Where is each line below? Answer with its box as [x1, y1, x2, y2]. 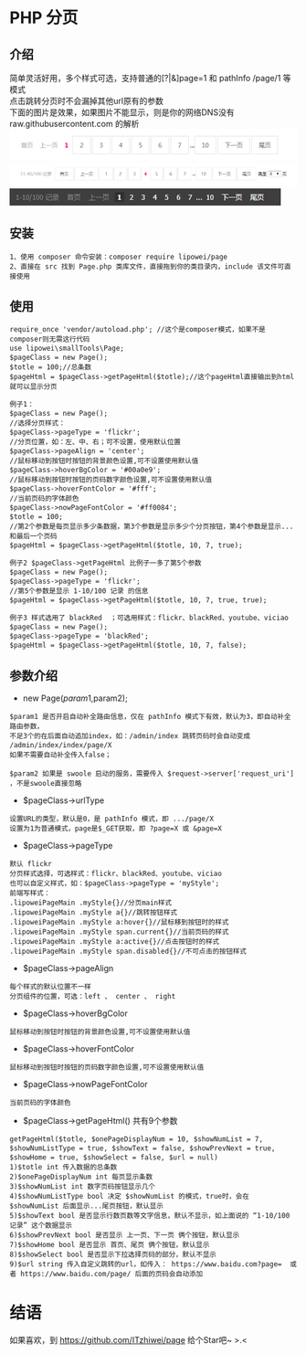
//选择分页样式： [9, 418, 66, 428]
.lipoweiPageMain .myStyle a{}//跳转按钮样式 [9, 908, 178, 917]
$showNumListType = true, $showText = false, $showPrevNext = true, [9, 1144, 276, 1153]
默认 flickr [9, 860, 52, 869]
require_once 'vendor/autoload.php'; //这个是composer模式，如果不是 [9, 325, 267, 334]
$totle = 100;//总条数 [9, 363, 92, 372]
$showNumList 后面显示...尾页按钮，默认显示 [9, 1201, 164, 1211]
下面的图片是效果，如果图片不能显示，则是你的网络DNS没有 [9, 107, 235, 118]
